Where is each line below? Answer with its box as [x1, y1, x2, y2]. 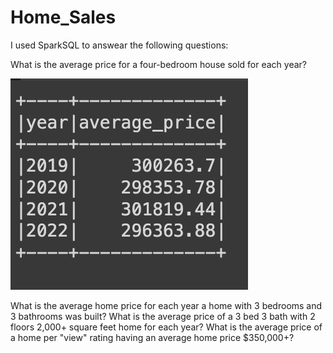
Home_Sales [10, 6, 117, 29]
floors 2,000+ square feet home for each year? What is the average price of [10, 321, 323, 333]
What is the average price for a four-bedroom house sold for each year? [10, 58, 307, 70]
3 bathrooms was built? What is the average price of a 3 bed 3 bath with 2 [10, 310, 316, 322]
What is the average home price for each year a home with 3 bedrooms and [10, 299, 323, 311]
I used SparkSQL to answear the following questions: [10, 39, 229, 51]
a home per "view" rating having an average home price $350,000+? [10, 331, 295, 343]
